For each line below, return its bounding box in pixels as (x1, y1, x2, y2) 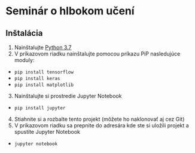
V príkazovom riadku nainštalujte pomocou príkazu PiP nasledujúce (14, 50, 181, 57)
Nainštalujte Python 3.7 (14, 44, 72, 51)
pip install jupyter (14, 105, 66, 111)
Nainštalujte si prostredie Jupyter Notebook (14, 93, 122, 99)
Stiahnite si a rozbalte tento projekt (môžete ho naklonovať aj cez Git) (14, 115, 185, 123)
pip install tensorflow (14, 69, 74, 75)
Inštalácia (5, 28, 43, 38)
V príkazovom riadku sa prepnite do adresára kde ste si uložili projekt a (14, 122, 189, 129)
